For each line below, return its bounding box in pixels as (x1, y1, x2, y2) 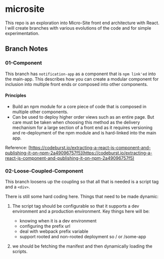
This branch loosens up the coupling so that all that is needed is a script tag (5, 179, 159, 185)
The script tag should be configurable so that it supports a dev (12, 203, 139, 209)
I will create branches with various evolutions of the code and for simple (5, 25, 152, 31)
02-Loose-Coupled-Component (5, 167, 84, 174)
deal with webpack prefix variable (19, 228, 89, 234)
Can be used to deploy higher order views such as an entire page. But (12, 114, 154, 120)
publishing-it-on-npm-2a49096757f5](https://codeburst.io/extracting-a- (5, 150, 153, 156)
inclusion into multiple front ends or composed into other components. (5, 81, 148, 87)
